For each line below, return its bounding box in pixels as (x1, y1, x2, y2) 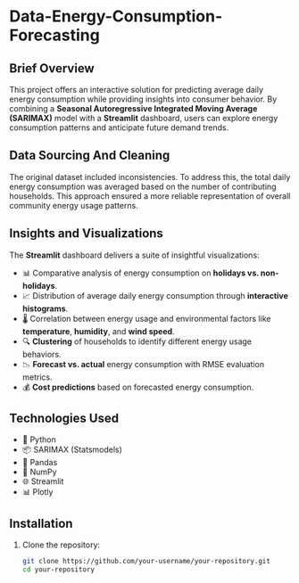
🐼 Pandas (21, 457, 58, 468)
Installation (9, 515, 73, 531)
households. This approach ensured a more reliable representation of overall (9, 190, 291, 201)
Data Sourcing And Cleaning (9, 148, 170, 163)
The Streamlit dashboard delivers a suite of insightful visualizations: (9, 250, 261, 260)
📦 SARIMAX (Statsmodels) (21, 444, 123, 456)
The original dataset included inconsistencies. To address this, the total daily (9, 171, 291, 182)
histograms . (21, 303, 69, 314)
